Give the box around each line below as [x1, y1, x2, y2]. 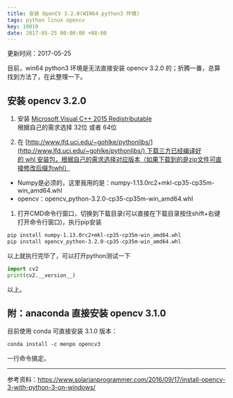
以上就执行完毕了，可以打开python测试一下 [7, 251, 130, 260]
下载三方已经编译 [146, 147, 196, 155]
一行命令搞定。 [7, 354, 50, 363]
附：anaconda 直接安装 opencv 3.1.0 [7, 307, 166, 319]
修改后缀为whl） [23, 164, 71, 172]
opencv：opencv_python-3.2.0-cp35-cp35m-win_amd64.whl [17, 195, 193, 203]
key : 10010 [7, 23, 39, 30]
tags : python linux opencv [7, 17, 85, 24]
